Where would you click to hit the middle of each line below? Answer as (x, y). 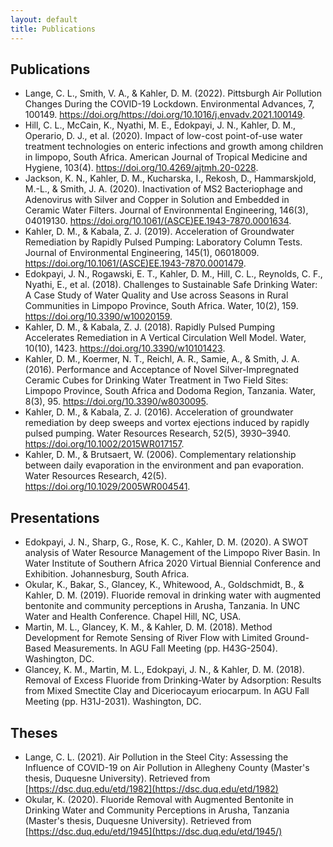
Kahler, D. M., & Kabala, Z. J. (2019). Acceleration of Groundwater (159, 232)
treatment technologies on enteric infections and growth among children (174, 147)
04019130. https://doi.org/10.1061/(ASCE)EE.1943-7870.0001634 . (158, 221)
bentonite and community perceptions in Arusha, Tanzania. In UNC (162, 606)
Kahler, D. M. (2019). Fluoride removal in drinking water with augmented (173, 595)
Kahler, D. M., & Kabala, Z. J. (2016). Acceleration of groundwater (159, 412)
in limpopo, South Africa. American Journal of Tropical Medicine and (166, 157)
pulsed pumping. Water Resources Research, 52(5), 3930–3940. (158, 433)
